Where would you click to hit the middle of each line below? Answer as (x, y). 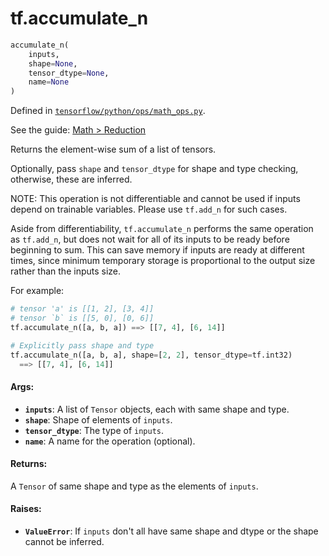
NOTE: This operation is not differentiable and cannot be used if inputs (155, 199)
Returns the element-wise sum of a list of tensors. (113, 149)
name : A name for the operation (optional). (110, 441)
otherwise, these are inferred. (71, 179)
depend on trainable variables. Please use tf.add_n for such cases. (149, 209)
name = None (49, 82)
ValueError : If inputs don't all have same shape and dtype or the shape (171, 531)
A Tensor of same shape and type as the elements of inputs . (134, 486)
